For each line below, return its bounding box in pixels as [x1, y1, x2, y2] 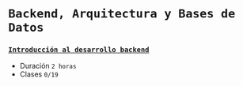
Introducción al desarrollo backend [8, 46, 150, 54]
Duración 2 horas [19, 62, 77, 71]
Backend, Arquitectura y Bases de [8, 6, 236, 21]
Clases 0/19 [19, 69, 59, 79]
